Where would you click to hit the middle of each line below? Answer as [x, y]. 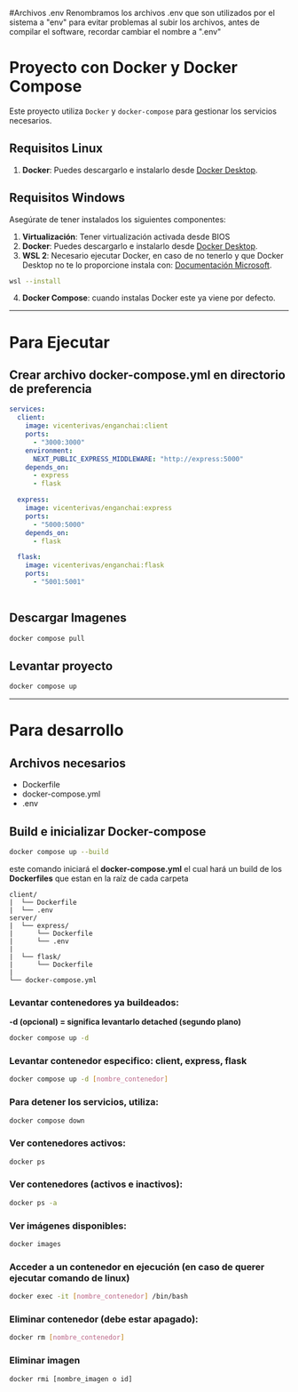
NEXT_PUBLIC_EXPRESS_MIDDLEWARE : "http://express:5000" [138, 459]
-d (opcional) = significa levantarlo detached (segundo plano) [125, 1022]
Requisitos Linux [56, 149]
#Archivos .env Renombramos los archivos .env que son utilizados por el [142, 13]
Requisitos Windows [67, 198]
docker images [35, 1244]
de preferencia [51, 389]
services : [27, 409]
